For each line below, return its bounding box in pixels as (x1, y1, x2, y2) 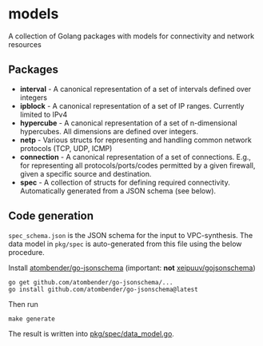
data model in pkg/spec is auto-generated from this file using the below (8, 239, 242, 249)
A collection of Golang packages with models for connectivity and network (8, 31, 254, 41)
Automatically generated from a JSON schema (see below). (19, 185, 217, 196)
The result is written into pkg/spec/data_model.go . (8, 328, 174, 338)
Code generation (8, 209, 94, 223)
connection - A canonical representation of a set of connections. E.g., (19, 152, 252, 161)
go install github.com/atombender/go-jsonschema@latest (8, 285, 198, 293)
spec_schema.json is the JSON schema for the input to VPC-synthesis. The (8, 230, 253, 240)
